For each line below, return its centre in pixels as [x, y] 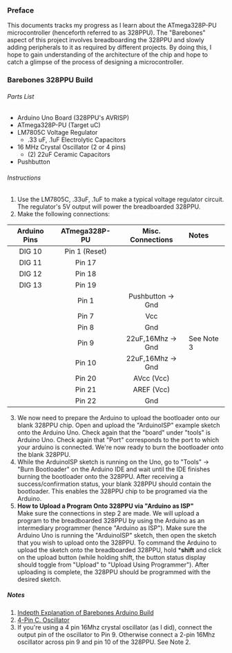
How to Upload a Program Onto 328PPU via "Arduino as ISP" [105, 506]
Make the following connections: [64, 214]
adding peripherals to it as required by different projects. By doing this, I [109, 48]
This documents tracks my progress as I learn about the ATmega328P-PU [112, 26]
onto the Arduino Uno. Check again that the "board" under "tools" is [114, 432]
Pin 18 [86, 274]
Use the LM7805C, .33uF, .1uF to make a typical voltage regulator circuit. [120, 199]
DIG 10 [31, 251]
